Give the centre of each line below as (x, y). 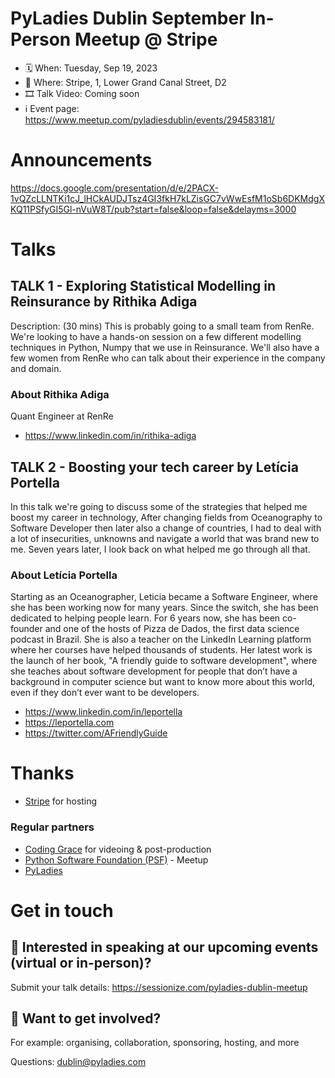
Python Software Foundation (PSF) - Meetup (116, 859)
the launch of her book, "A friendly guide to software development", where (164, 661)
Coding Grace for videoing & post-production (118, 849)
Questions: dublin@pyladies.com (78, 1062)
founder (26, 629)
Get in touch (62, 910)
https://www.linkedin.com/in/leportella (103, 712)
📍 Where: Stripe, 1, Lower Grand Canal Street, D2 (125, 82)
